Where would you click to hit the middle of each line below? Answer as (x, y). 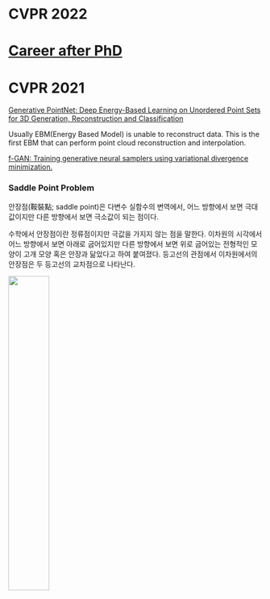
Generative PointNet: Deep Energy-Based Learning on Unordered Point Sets (135, 110)
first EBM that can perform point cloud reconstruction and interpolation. (127, 143)
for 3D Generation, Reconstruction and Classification (96, 119)
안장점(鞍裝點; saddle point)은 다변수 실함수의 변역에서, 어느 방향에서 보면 (126, 206)
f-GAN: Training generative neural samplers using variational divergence (129, 159)
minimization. (31, 167)
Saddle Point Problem (52, 188)
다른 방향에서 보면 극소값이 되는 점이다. (98, 216)
